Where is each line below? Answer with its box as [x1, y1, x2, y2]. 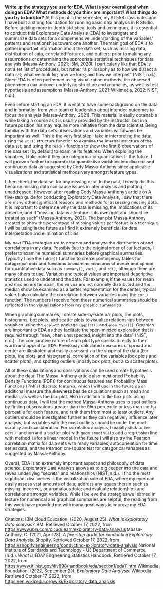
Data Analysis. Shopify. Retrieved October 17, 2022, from [5, 537, 119, 543]
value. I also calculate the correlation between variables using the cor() [5, 292, 149, 297]
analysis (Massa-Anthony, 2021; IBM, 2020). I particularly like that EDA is [5, 61, 151, 67]
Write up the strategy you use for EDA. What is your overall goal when [5, 4, 149, 10]
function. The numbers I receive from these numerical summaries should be [5, 297, 157, 303]
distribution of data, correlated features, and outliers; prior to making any [5, 51, 151, 57]
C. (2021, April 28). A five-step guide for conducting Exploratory [24, 532, 153, 537]
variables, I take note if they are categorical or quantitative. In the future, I [5, 154, 152, 159]
